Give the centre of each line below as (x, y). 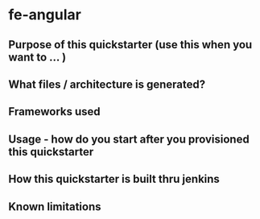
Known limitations (55, 207)
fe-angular (45, 15)
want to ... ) (37, 57)
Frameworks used (54, 112)
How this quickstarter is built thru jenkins (114, 179)
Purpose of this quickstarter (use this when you (130, 45)
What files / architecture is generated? (107, 84)
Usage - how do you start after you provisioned (129, 139)
